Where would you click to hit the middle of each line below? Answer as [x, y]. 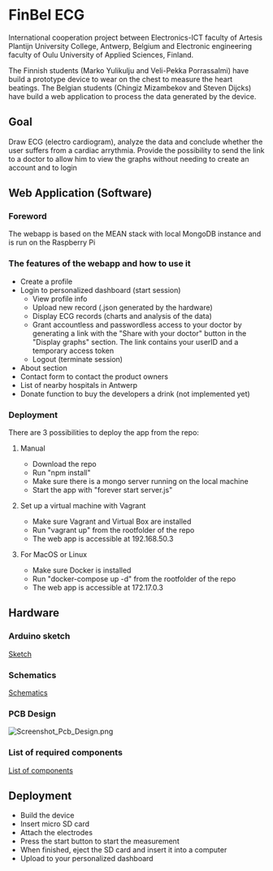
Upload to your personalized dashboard [87, 859]
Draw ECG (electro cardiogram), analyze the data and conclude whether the [136, 142]
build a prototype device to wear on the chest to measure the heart [121, 79]
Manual [33, 448]
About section [43, 368]
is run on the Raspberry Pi [52, 242]
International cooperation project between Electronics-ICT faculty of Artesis [135, 37]
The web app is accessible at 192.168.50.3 [103, 539]
